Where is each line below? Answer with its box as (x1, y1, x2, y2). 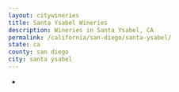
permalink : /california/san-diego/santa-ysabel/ (8, 33, 172, 42)
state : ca (8, 41, 41, 49)
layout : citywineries (8, 11, 80, 20)
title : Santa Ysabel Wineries (8, 19, 109, 27)
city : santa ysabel (8, 56, 73, 64)
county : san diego (8, 48, 69, 56)
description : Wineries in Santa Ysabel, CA (8, 26, 154, 34)
